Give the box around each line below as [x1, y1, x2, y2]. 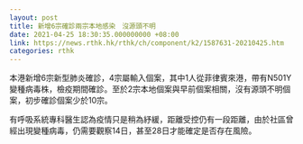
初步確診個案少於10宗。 [24, 95, 113, 106]
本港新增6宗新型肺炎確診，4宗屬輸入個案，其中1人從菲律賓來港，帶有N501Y [9, 73, 292, 84]
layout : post [9, 13, 59, 22]
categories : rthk [9, 47, 75, 56]
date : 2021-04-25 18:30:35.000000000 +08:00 [9, 30, 179, 39]
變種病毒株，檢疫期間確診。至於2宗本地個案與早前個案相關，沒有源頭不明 [9, 84, 283, 94]
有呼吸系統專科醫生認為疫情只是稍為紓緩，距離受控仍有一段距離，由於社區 [9, 114, 286, 125]
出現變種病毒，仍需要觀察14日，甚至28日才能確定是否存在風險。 [16, 125, 257, 136]
